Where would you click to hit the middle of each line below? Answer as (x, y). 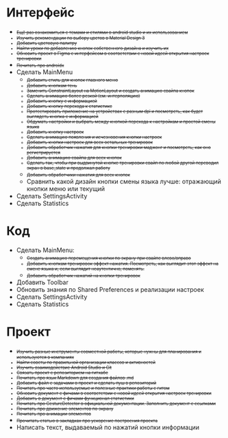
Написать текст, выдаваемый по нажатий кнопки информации (108, 427)
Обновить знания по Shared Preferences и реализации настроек (110, 289)
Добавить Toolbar (42, 282)
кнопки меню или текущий (66, 188)
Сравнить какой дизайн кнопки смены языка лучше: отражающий (124, 181)
